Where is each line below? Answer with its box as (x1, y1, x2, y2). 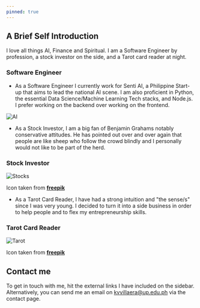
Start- (175, 82, 190, 89)
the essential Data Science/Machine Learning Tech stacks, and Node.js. (14, 94, 193, 102)
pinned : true (6, 8, 39, 15)
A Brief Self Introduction (6, 31, 99, 42)
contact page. (6, 295, 41, 303)
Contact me (6, 266, 51, 277)
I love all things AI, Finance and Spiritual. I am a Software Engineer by (6, 47, 178, 54)
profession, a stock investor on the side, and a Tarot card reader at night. (6, 54, 187, 61)
